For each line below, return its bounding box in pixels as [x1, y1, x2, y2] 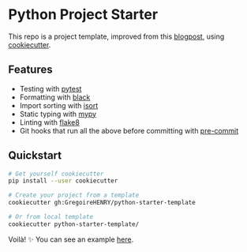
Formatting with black [19, 92, 91, 102]
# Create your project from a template [8, 191, 140, 199]
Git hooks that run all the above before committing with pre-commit [19, 126, 239, 135]
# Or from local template [8, 213, 93, 221]
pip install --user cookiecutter [8, 177, 118, 185]
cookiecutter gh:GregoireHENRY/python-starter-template [8, 199, 196, 207]
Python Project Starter [8, 6, 159, 24]
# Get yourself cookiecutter [8, 170, 104, 178]
